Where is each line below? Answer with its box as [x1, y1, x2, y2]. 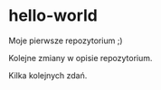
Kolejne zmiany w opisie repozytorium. [8, 52, 153, 63]
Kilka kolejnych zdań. [8, 69, 88, 81]
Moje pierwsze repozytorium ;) [8, 35, 123, 46]
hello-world [8, 5, 99, 26]
